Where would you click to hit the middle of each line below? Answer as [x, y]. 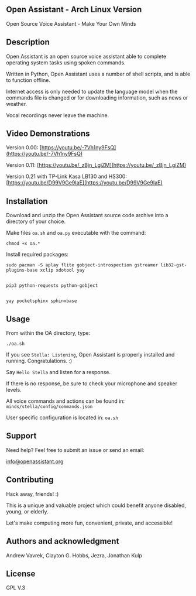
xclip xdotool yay [62, 270]
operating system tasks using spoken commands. [66, 62]
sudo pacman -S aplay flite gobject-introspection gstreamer [82, 265]
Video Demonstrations [48, 134]
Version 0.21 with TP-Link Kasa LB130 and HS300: [67, 177]
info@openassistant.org [35, 461]
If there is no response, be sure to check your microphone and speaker [92, 383]
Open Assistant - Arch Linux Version [74, 10]
